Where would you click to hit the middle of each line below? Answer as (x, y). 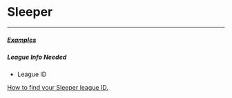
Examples (22, 40)
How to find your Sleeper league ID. (58, 88)
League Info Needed (37, 57)
